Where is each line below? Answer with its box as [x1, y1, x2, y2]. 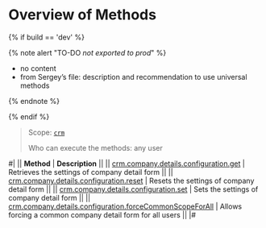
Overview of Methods [8, 6, 157, 24]
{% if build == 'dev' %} [8, 32, 85, 42]
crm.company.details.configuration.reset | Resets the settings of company [8, 176, 255, 185]
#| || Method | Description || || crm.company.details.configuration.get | [8, 159, 246, 168]
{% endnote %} [8, 96, 60, 106]
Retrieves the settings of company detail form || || [8, 167, 173, 176]
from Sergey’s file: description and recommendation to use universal [19, 72, 247, 81]
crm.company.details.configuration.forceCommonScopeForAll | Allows [8, 201, 243, 211]
